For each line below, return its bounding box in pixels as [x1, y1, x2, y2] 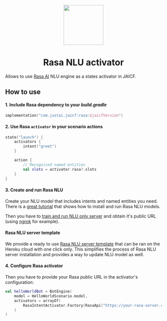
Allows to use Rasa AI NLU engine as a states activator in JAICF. [5, 73, 137, 79]
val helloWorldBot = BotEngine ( [5, 289, 72, 294]
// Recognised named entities [23, 162, 85, 167]
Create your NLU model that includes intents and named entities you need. [5, 198, 158, 204]
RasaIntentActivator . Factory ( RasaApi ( [23, 303, 103, 308]
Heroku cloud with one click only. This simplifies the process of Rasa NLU [5, 246, 157, 252]
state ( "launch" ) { [5, 135, 43, 140]
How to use [5, 88, 41, 96]
